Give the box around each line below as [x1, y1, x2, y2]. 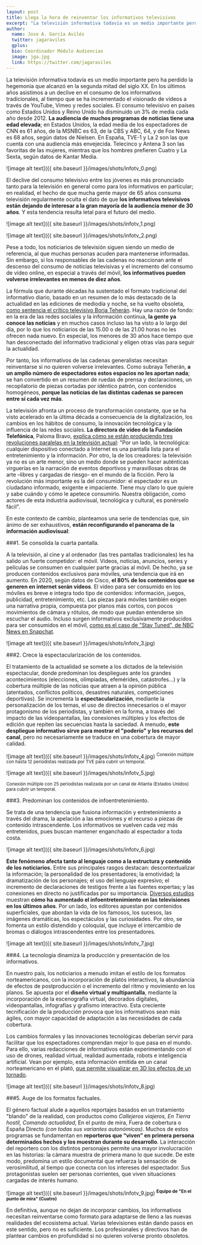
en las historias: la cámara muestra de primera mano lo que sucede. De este [6, 1151, 195, 1159]
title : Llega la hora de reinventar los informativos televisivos [6, 14, 176, 21]
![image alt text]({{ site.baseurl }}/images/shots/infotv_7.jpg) [6, 940, 155, 947]
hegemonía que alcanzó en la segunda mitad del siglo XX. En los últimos [6, 82, 186, 89]
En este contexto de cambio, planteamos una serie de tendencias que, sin [6, 514, 189, 522]
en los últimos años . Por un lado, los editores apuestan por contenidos [6, 903, 182, 910]
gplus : [11, 43, 28, 49]
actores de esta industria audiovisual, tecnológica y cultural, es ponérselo [6, 496, 189, 504]
